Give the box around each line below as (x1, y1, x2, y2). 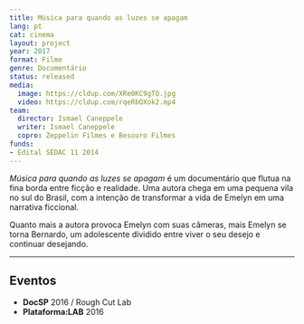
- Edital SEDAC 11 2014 (9, 148, 100, 157)
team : (9, 106, 30, 115)
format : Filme (9, 55, 63, 64)
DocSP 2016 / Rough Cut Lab (22, 297, 132, 308)
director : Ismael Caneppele (17, 114, 124, 123)
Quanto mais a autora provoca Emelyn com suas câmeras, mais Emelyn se (9, 219, 287, 230)
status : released (9, 72, 75, 81)
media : (9, 81, 34, 90)
